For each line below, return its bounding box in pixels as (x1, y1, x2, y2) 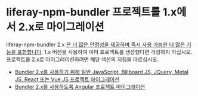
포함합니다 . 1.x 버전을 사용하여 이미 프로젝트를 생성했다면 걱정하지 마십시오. (17, 48, 193, 55)
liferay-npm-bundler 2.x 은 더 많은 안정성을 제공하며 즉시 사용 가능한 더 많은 (6, 41, 185, 48)
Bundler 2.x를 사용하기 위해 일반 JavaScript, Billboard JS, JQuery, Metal (14, 68, 189, 75)
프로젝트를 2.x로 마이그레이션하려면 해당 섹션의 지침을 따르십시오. (6, 56, 159, 63)
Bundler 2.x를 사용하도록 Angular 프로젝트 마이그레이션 (14, 83, 146, 90)
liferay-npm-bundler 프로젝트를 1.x (6, 5, 177, 19)
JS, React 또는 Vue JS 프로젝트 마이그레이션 (14, 75, 120, 83)
